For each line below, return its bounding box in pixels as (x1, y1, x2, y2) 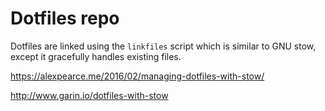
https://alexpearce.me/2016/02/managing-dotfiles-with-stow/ (10, 70, 265, 82)
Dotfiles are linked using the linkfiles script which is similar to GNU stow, (10, 40, 317, 52)
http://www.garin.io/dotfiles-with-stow (10, 89, 169, 101)
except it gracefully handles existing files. (10, 50, 182, 62)
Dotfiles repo (10, 7, 120, 30)
